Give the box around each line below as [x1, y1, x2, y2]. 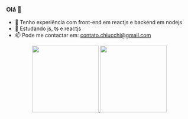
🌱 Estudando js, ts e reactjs [14, 25, 82, 32]
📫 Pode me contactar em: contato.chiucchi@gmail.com [14, 32, 151, 39]
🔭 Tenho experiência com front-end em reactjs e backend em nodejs [14, 19, 183, 26]
